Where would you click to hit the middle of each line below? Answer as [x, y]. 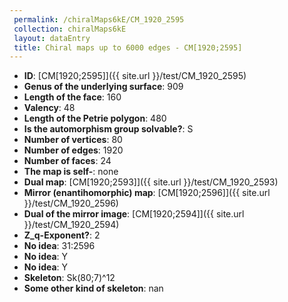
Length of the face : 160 [72, 97]
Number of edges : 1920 [73, 150]
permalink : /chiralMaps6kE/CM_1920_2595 [99, 19]
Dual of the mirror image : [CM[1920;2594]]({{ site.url [134, 214]
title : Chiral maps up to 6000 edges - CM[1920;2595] [128, 47]
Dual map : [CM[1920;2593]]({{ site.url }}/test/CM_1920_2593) [151, 182]
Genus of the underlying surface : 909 [103, 87]
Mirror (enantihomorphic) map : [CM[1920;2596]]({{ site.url [147, 193]
